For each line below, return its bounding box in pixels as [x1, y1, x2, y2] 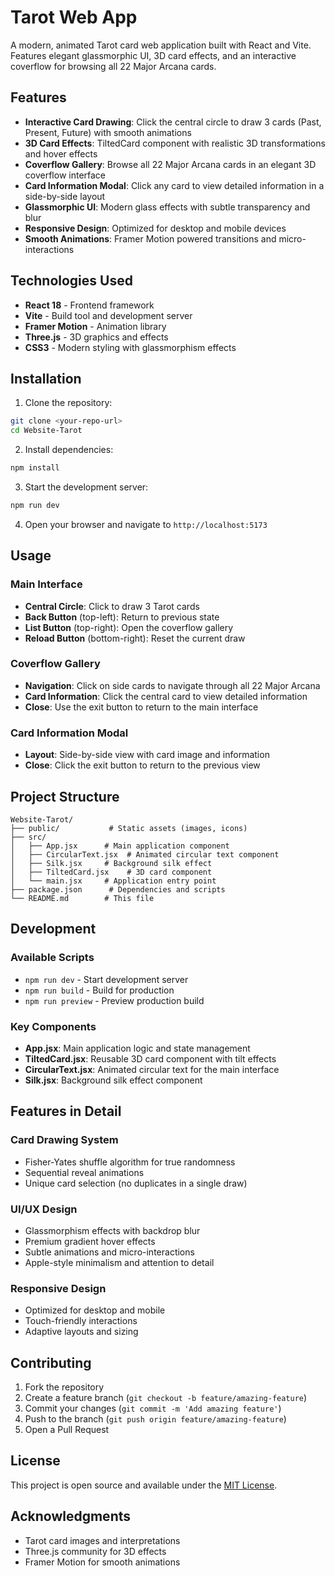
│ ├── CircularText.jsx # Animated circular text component [10, 849, 280, 860]
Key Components [10, 1019, 97, 1033]
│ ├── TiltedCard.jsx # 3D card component [10, 867, 213, 877]
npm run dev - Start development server [24, 973, 189, 985]
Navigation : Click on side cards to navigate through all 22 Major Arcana [24, 679, 321, 691]
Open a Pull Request [24, 1424, 110, 1436]
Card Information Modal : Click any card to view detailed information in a [24, 179, 325, 191]
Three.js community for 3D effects [24, 1545, 167, 1557]
